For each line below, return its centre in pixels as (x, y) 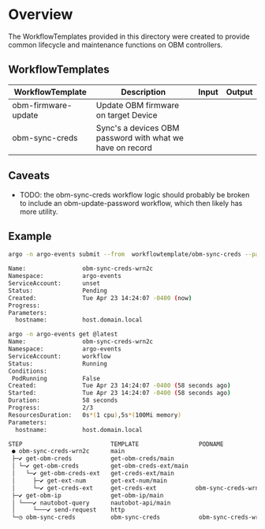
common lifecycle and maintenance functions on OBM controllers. (116, 44)
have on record (124, 148)
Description (144, 92)
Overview (41, 15)
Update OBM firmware (138, 105)
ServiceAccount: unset (54, 283)
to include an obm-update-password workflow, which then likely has (131, 203)
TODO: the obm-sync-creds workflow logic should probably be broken (134, 194)
